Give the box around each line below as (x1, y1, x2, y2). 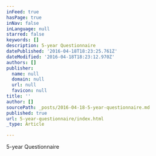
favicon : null (11, 88, 47, 94)
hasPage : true (6, 15, 42, 21)
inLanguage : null (6, 25, 50, 32)
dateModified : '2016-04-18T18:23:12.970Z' (6, 54, 115, 60)
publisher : (6, 65, 34, 71)
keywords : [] (6, 37, 39, 43)
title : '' (6, 93, 31, 99)
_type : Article (6, 122, 45, 128)
